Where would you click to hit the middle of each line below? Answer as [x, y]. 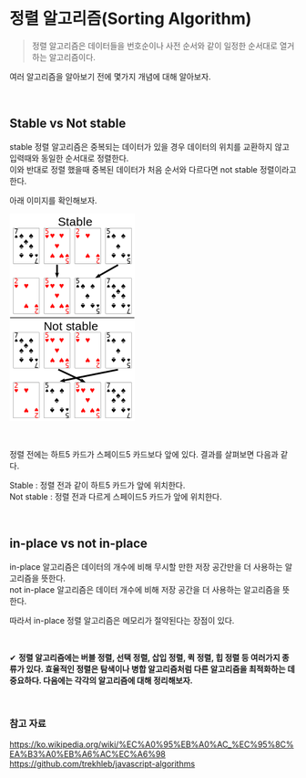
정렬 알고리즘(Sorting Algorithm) [131, 19]
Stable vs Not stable [68, 124]
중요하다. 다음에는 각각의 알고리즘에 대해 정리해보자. [101, 680]
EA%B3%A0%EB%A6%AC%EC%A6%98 [87, 753]
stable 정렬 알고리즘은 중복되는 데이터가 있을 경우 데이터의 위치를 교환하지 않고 [149, 146]
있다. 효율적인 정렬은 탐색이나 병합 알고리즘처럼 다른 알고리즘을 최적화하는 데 [161, 668]
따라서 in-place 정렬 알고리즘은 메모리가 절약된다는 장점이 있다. [122, 620]
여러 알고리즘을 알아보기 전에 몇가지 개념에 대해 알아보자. [110, 76]
